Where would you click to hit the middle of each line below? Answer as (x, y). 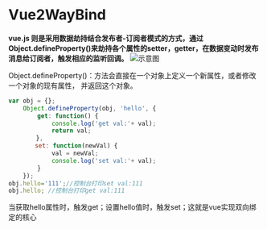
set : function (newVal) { (76, 146)
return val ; (71, 131)
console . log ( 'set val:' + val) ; (104, 160)
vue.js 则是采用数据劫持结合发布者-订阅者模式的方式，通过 (106, 38)
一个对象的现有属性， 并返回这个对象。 (73, 85)
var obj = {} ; (32, 101)
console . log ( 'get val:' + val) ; (104, 123)
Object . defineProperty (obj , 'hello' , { (90, 108)
